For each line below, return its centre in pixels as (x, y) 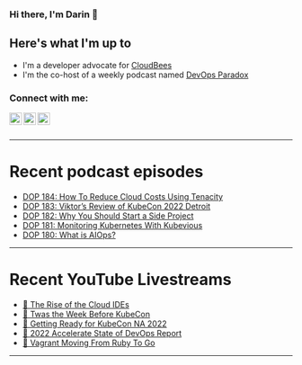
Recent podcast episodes (107, 172)
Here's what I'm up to (71, 44)
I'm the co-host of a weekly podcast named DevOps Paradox (135, 75)
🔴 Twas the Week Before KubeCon (86, 314)
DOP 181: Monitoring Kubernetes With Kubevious (112, 225)
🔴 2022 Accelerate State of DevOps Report (102, 333)
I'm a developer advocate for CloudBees (97, 65)
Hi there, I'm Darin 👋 (54, 14)
